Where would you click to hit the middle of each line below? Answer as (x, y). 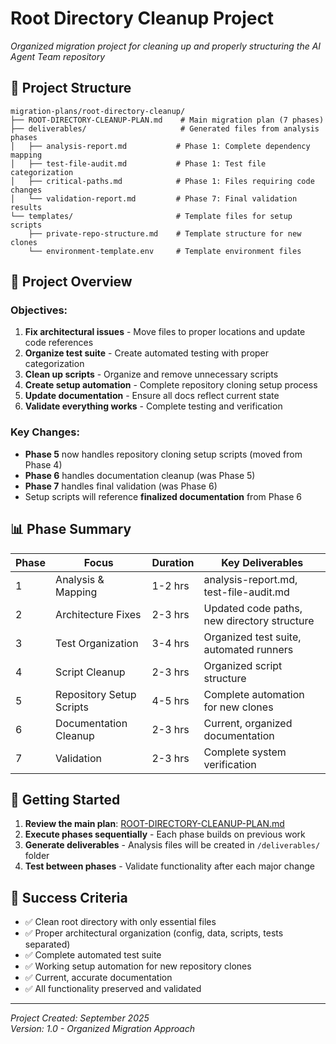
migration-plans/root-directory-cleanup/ (98, 111)
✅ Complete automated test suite (93, 955)
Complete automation (254, 694)
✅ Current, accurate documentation (98, 978)
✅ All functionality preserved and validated (113, 989)
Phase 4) (43, 464)
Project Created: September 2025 (80, 1018)
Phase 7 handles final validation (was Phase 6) (121, 486)
